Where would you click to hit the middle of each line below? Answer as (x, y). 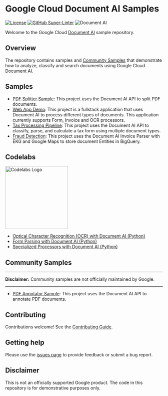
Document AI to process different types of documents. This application (85, 115)
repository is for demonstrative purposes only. (53, 388)
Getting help (25, 343)
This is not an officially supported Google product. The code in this (74, 382)
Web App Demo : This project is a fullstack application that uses (78, 109)
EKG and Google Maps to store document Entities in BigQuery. (76, 141)
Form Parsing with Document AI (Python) (54, 242)
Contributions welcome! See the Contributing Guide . (59, 327)
